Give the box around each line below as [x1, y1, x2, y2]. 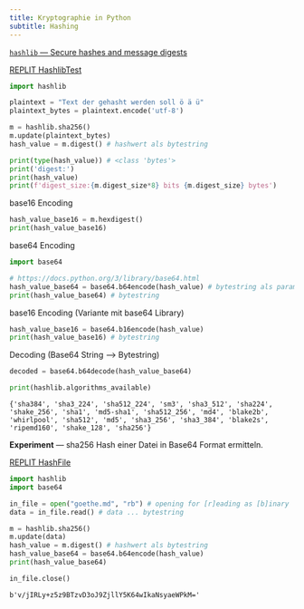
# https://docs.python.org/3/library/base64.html [9, 274, 201, 283]
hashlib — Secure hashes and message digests [9, 46, 188, 57]
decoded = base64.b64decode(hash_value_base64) [9, 367, 193, 376]
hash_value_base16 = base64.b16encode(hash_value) [9, 324, 204, 333]
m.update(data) [9, 532, 67, 542]
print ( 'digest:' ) [9, 164, 75, 173]
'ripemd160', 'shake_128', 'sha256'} [9, 423, 152, 432]
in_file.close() [9, 574, 71, 583]
